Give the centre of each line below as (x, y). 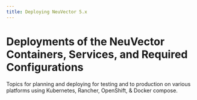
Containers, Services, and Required (97, 54)
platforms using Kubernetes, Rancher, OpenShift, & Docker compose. (92, 90)
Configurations (45, 67)
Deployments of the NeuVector (86, 41)
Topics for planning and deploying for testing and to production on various (98, 84)
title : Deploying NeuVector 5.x (47, 12)
